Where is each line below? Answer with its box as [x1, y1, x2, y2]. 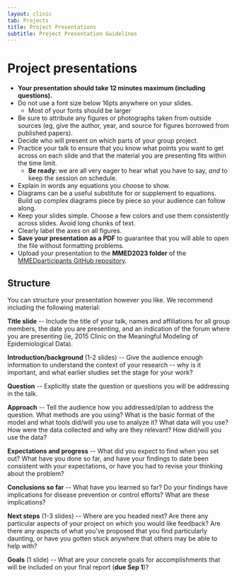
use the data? [7, 433, 47, 442]
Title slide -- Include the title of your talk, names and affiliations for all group [7, 317, 231, 325]
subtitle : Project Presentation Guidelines [7, 30, 138, 37]
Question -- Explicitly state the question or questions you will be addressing [7, 382, 230, 390]
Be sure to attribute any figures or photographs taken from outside [17, 114, 212, 122]
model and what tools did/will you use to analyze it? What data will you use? [7, 418, 229, 426]
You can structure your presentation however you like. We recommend [7, 296, 214, 304]
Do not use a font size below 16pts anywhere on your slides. [17, 99, 193, 107]
